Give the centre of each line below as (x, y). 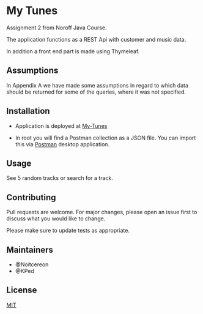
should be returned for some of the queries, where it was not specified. (96, 92)
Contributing (31, 197)
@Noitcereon (32, 264)
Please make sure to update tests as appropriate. (68, 231)
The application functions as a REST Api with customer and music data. (96, 39)
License (22, 290)
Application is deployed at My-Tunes (61, 125)
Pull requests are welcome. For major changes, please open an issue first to (102, 212)
